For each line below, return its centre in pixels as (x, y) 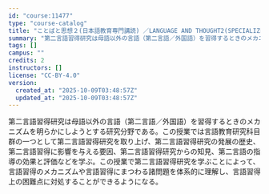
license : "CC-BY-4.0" (44, 75)
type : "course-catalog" (48, 23)
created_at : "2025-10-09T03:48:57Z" (76, 90)
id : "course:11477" (41, 16)
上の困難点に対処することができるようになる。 (85, 182)
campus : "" (26, 53)
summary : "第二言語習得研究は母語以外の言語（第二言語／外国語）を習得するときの (127, 38)
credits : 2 (26, 61)
